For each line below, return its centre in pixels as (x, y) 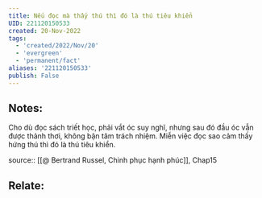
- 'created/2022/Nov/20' (57, 46)
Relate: (26, 186)
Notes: (25, 108)
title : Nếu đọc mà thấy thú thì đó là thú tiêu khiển (101, 16)
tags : (17, 38)
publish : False (34, 76)
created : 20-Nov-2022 (45, 31)
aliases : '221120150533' (50, 68)
